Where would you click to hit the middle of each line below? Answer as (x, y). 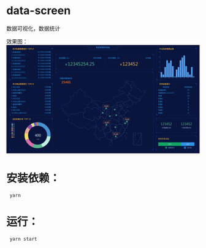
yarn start (24, 239)
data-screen (39, 11)
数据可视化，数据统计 (33, 28)
